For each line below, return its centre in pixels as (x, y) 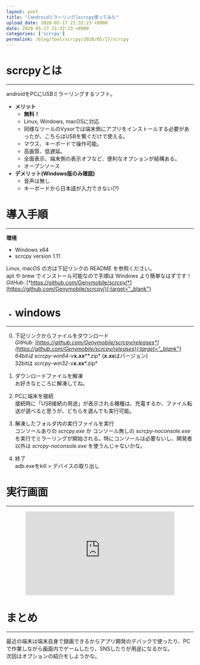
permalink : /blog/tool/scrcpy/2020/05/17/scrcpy (68, 39)
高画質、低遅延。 (45, 151)
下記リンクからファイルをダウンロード (62, 335)
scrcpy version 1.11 (37, 256)
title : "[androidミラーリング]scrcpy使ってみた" (62, 17)
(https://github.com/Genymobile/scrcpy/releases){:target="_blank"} (98, 348)
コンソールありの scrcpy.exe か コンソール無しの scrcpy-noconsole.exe (102, 431)
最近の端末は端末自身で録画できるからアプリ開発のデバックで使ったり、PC (98, 641)
